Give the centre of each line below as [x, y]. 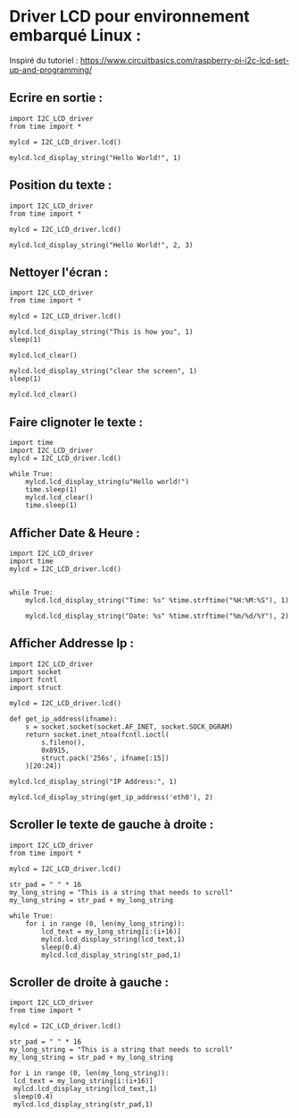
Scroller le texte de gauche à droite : [112, 825]
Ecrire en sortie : [56, 98]
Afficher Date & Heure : [75, 533]
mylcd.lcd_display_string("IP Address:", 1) [93, 781]
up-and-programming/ [50, 70]
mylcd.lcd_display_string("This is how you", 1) [101, 332]
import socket [36, 672]
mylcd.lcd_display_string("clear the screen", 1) [104, 371]
